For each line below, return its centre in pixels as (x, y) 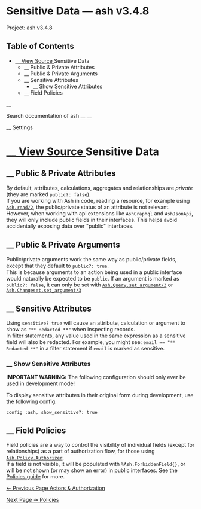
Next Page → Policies (33, 500)
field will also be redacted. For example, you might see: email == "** (91, 342)
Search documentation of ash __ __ (49, 115)
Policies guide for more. (36, 477)
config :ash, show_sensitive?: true (52, 412)
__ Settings (19, 127)
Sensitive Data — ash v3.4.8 (78, 11)
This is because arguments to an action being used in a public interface (94, 272)
